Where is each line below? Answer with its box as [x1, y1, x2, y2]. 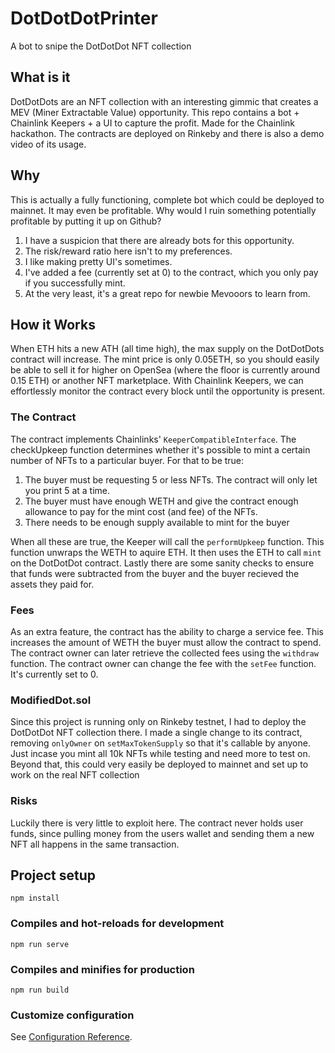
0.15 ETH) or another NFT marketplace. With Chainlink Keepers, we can [10, 375, 304, 387]
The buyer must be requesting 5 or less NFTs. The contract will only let [24, 473, 318, 486]
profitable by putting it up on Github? [10, 215, 162, 227]
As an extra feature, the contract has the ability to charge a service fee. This [10, 625, 324, 637]
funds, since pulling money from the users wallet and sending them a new [10, 827, 315, 839]
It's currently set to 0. [10, 668, 99, 680]
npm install [10, 893, 60, 904]
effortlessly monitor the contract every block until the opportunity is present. [10, 385, 326, 397]
